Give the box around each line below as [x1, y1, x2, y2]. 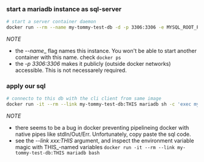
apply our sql [6, 82, 46, 90]
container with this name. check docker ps [15, 54, 121, 61]
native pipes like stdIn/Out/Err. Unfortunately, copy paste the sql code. [15, 130, 191, 138]
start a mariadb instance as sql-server [6, 5, 122, 13]
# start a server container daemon [6, 19, 97, 25]
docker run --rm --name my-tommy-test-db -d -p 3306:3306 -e [6, 24, 165, 30]
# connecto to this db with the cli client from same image [6, 96, 162, 102]
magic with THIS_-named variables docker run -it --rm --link [15, 144, 175, 151]
